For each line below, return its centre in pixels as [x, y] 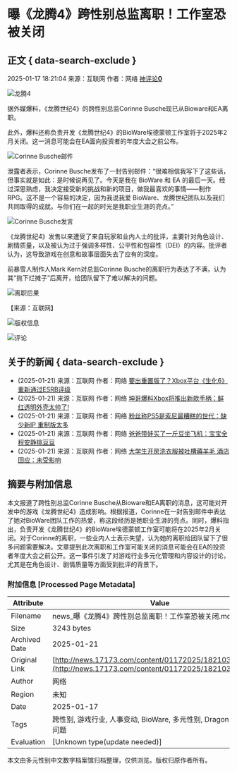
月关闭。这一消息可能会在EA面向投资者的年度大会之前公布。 [95, 141]
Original [24, 660]
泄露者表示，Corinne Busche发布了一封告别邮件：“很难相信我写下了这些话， [119, 171]
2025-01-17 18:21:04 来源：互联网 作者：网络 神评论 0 [85, 79]
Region [23, 694]
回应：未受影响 [39, 460]
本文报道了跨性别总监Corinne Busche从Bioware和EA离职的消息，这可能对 [114, 502]
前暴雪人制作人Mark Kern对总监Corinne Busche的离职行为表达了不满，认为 [117, 269]
